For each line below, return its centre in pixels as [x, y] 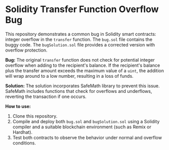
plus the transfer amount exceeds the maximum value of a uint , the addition [85, 70]
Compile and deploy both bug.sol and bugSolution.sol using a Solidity [86, 121]
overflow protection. [26, 50]
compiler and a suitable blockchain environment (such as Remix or [82, 127]
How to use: [18, 106]
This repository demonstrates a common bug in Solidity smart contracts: [81, 34]
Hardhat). [23, 132]
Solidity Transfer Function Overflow [82, 9]
